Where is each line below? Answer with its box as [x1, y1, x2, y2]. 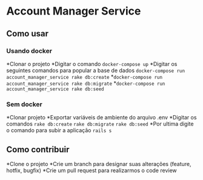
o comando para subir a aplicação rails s [6, 127, 112, 134]
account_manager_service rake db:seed [6, 86, 104, 92]
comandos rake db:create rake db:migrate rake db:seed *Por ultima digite [6, 120, 194, 128]
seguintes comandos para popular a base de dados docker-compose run [6, 67, 185, 74]
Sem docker [6, 100, 42, 108]
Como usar [6, 28, 49, 39]
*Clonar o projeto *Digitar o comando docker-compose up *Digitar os [6, 60, 178, 67]
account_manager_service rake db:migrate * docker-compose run [6, 79, 165, 87]
